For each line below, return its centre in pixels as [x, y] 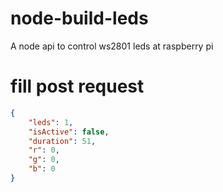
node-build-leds [79, 18]
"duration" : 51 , [62, 141]
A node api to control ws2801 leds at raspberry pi [112, 46]
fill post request [77, 86]
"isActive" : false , [69, 132]
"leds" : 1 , [51, 122]
